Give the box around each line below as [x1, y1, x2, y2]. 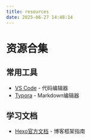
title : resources [6, 8, 49, 15]
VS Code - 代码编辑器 [14, 84, 68, 91]
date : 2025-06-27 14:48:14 [6, 14, 73, 20]
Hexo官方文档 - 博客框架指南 [14, 127, 86, 135]
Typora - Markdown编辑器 [14, 92, 80, 99]
